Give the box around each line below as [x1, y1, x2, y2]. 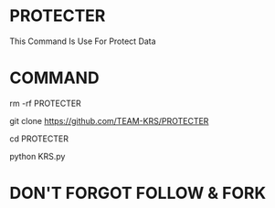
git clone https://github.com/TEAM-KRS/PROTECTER [9, 115, 209, 126]
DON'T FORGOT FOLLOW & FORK [9, 183, 267, 203]
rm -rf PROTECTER [9, 98, 82, 109]
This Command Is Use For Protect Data [9, 36, 157, 47]
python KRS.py [9, 151, 66, 161]
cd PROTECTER [9, 133, 69, 144]
